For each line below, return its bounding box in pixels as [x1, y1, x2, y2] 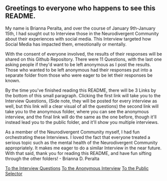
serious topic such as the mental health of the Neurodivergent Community [5, 139, 158, 145]
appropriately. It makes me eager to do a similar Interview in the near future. [5, 145, 161, 151]
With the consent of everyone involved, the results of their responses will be [5, 51, 162, 57]
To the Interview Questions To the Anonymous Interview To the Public [5, 165, 149, 171]
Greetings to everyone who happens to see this [5, 4, 156, 13]
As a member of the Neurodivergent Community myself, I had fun [5, 129, 140, 135]
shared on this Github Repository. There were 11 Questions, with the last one [5, 56, 162, 62]
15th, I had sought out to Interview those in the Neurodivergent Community [5, 30, 159, 37]
